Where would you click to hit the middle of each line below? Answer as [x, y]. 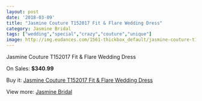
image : [14, 40]
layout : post [23, 12]
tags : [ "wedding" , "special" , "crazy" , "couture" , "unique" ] [79, 34]
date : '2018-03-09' [31, 17]
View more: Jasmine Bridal [39, 92]
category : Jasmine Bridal [38, 29]
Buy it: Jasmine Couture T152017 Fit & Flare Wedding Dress [80, 80]
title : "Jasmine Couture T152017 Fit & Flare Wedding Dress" [84, 23]
